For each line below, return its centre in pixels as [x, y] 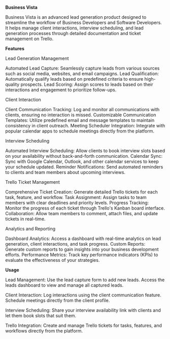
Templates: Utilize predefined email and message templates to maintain [80, 120]
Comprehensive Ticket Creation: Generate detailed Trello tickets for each [82, 192]
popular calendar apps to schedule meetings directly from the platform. [80, 131]
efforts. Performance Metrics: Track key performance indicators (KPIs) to [82, 255]
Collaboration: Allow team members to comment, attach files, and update [82, 213]
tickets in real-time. [25, 219]
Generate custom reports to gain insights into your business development [82, 249]
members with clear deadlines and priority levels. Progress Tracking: [77, 203]
